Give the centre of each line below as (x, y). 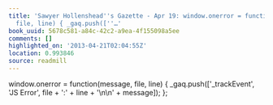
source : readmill (38, 61)
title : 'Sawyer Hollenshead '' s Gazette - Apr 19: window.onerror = (125, 16)
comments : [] (30, 38)
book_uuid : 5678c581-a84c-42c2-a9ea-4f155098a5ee (94, 31)
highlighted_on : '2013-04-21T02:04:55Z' (78, 46)
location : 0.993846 (41, 53)
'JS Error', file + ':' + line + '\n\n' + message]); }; (88, 92)
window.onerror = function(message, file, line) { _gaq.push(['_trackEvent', (132, 84)
